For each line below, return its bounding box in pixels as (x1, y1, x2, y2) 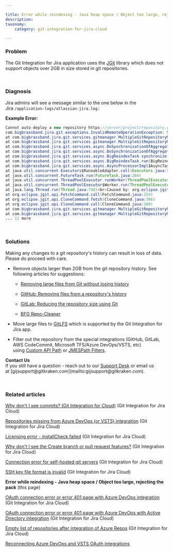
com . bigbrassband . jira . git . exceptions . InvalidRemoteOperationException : (5, 130, 165, 135)
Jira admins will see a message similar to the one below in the (5, 99, 136, 106)
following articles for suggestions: (12, 271, 85, 277)
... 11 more (5, 216, 31, 221)
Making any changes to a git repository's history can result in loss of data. (5, 250, 163, 256)
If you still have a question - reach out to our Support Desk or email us (5, 363, 154, 369)
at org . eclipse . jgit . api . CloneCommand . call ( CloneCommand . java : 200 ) (5, 201, 153, 206)
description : (5, 16, 33, 22)
